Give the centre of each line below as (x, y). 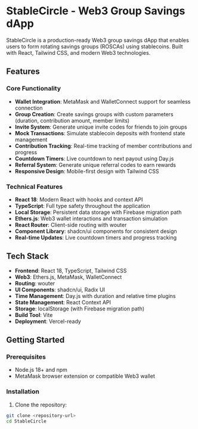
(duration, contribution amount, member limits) (72, 120)
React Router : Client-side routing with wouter (71, 225)
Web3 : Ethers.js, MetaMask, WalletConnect (68, 277)
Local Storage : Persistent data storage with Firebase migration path (98, 212)
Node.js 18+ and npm (41, 370)
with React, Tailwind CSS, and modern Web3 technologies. (78, 52)
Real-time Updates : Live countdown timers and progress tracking (96, 237)
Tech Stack (27, 257)
